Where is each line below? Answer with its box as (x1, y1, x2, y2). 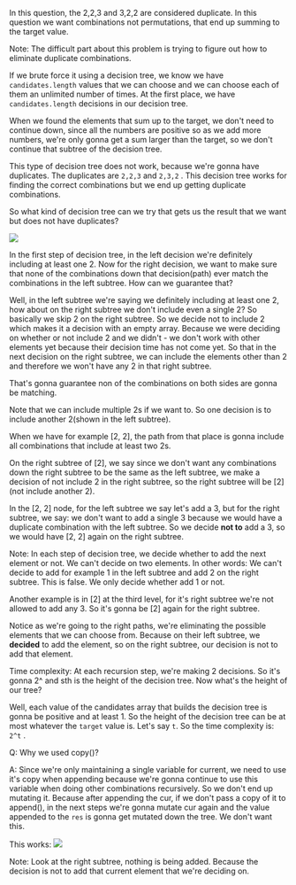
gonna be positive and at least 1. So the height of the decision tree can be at (9, 711, 286, 721)
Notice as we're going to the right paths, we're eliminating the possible (9, 620, 267, 631)
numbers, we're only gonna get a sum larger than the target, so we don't (9, 135, 273, 144)
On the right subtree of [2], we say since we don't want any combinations (9, 458, 277, 468)
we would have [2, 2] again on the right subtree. (9, 532, 184, 541)
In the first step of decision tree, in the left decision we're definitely (9, 250, 254, 260)
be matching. (9, 387, 57, 398)
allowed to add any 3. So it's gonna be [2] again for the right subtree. (9, 603, 261, 614)
